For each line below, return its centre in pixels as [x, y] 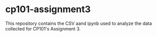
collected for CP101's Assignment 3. [43, 28]
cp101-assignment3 [48, 9]
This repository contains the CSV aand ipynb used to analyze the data [78, 23]
